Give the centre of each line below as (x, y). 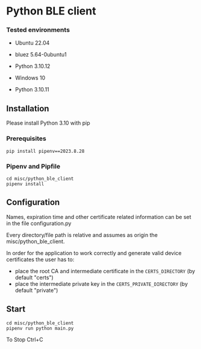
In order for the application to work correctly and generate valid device (94, 253)
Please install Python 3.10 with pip (48, 123)
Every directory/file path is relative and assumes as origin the (82, 235)
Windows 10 (30, 78)
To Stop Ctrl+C (25, 339)
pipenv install (25, 184)
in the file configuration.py (39, 223)
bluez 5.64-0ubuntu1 (41, 55)
